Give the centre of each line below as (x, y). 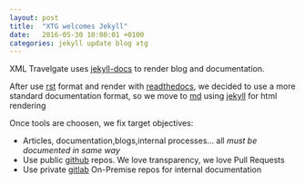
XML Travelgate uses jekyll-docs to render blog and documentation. (137, 69)
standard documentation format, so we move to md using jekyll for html (143, 96)
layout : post (34, 18)
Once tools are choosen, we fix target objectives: (102, 123)
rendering (28, 106)
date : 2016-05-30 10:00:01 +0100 (77, 34)
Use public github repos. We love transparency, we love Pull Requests (153, 160)
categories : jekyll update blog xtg (79, 43)
